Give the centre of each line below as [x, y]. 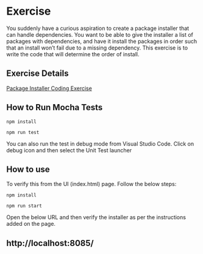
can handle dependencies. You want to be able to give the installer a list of [100, 34]
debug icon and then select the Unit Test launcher [69, 150]
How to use [28, 169]
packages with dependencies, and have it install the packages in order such [102, 41]
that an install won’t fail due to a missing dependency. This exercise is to [97, 48]
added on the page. [31, 224]
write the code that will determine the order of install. [73, 54]
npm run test [23, 132]
